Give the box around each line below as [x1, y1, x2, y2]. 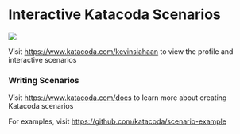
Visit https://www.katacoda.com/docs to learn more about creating [8, 93, 227, 102]
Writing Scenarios [8, 75, 79, 86]
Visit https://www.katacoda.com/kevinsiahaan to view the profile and [8, 46, 234, 56]
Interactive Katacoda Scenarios [8, 6, 221, 24]
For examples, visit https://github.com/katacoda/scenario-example [8, 117, 226, 126]
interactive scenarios [8, 55, 77, 64]
